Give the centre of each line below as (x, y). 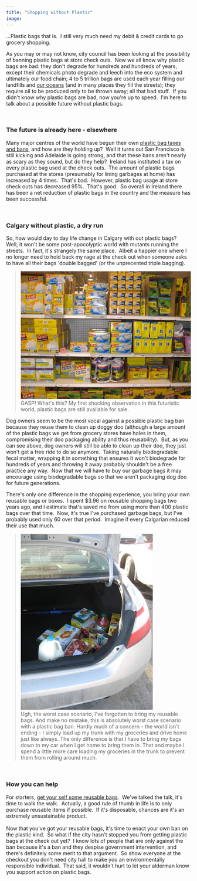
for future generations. (33, 483)
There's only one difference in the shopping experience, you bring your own (98, 494)
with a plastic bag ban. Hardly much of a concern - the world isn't (100, 727)
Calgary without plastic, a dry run (55, 225)
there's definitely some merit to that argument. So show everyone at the (94, 853)
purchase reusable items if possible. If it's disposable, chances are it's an (95, 809)
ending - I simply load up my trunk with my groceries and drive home (104, 733)
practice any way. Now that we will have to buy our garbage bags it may (94, 471)
